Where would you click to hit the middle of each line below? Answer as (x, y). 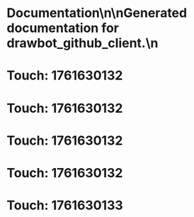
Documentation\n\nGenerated (97, 13)
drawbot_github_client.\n (82, 43)
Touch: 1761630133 (65, 205)
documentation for (63, 28)
